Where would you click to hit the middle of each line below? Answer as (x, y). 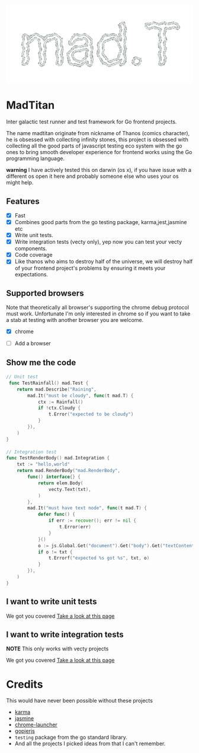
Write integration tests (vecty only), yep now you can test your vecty (98, 242)
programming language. (36, 158)
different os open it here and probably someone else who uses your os (92, 176)
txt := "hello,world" (43, 464)
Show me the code (41, 363)
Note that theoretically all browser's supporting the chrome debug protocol (98, 308)
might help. (20, 183)
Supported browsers (45, 293)
